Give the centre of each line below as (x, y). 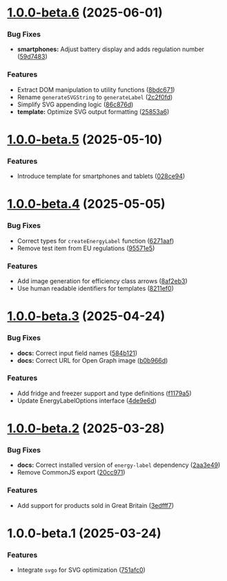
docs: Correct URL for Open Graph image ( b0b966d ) (92, 360)
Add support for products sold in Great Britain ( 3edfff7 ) (96, 505)
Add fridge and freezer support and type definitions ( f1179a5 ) (104, 393)
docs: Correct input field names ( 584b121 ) (77, 353)
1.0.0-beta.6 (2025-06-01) (85, 13)
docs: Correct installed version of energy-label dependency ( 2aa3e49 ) (119, 465)
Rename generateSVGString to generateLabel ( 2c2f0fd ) (95, 97)
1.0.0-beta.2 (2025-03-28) (86, 429)
